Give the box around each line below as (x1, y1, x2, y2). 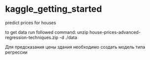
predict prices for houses (5, 20, 57, 26)
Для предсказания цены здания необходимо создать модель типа (5, 44, 146, 50)
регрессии (5, 49, 28, 55)
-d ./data (59, 34, 77, 40)
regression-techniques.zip (5, 34, 59, 40)
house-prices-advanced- (89, 29, 141, 35)
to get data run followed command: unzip (5, 29, 89, 35)
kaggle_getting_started (5, 3, 102, 15)
